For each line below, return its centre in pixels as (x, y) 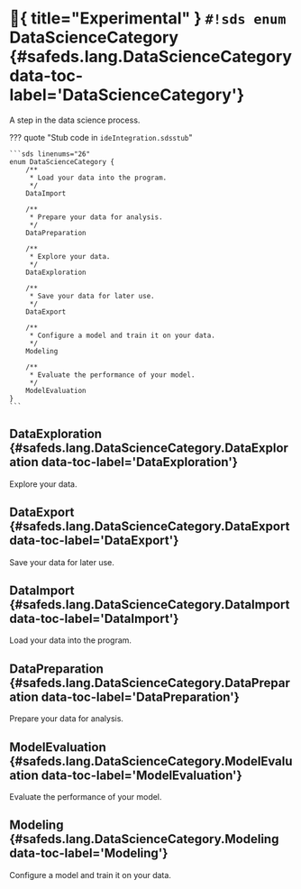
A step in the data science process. (75, 120)
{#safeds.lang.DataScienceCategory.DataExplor (149, 449)
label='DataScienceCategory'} (127, 95)
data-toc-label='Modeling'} (89, 853)
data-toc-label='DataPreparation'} (141, 697)
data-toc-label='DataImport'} (94, 618)
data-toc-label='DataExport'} (94, 541)
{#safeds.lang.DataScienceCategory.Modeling (144, 839)
